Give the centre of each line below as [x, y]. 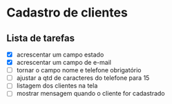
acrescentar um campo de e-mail [64, 63]
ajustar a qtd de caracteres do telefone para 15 [83, 78]
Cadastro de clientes [67, 13]
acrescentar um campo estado [60, 54]
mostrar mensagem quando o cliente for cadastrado [90, 94]
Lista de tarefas [41, 38]
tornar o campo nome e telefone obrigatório [79, 70]
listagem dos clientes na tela [57, 86]
